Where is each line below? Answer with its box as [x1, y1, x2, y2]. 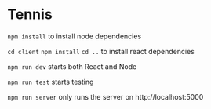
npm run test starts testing [7, 77, 94, 86]
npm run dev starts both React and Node [7, 61, 137, 71]
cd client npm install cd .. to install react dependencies [7, 46, 195, 56]
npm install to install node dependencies [7, 31, 142, 41]
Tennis [7, 5, 53, 24]
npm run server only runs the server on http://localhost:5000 [7, 92, 204, 101]
